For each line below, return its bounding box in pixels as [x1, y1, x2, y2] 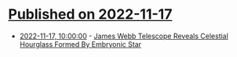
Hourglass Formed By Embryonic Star [19, 39, 142, 48]
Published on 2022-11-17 [8, 5, 173, 23]
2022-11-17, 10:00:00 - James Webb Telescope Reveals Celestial [19, 31, 229, 41]
